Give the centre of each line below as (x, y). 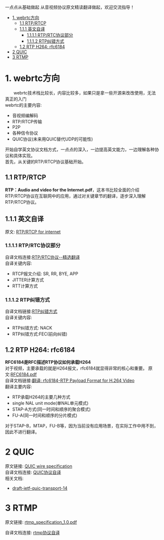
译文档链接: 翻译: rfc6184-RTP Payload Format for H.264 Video (72, 380)
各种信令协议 (25, 133)
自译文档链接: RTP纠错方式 (31, 311)
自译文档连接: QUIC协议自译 (33, 472)
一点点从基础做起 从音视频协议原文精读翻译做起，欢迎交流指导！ (70, 7)
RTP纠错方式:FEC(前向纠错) (40, 334)
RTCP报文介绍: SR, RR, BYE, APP (45, 274)
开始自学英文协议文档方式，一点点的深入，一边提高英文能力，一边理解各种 (80, 149)
